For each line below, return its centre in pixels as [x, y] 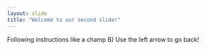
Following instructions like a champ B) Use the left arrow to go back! [103, 39]
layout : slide [27, 13]
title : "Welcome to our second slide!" [64, 20]
